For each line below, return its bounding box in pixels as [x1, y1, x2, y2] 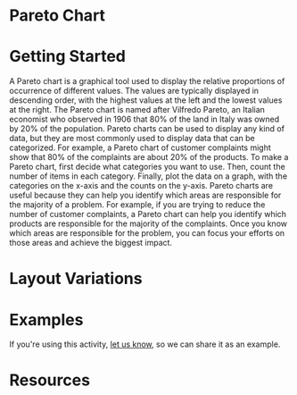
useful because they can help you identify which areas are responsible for [9, 189, 282, 201]
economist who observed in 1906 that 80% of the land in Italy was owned [9, 113, 280, 125]
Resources [9, 370, 91, 391]
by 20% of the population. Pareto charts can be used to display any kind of [9, 123, 285, 134]
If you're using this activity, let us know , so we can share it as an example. [9, 339, 281, 349]
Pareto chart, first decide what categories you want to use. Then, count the [9, 162, 285, 172]
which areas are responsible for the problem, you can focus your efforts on [9, 228, 285, 239]
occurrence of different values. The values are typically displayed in [9, 86, 260, 97]
